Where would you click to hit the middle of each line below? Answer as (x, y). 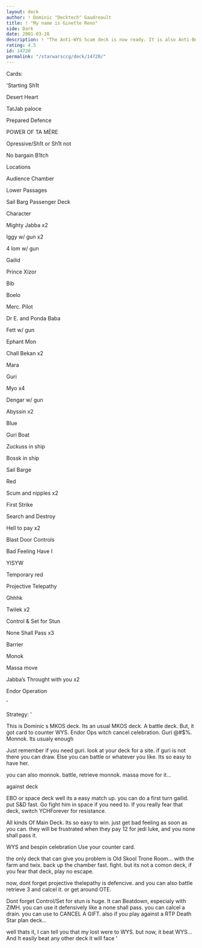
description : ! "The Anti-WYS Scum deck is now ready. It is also (91, 40)
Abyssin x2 (20, 411)
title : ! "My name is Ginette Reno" (52, 23)
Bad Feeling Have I (29, 551)
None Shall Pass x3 (30, 632)
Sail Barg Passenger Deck (38, 201)
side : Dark (20, 29)
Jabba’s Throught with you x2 (43, 679)
